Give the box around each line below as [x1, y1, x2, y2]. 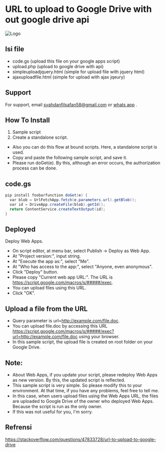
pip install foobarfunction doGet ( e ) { [5, 193, 88, 198]
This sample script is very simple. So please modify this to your [12, 382, 143, 388]
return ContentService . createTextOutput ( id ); [9, 206, 106, 212]
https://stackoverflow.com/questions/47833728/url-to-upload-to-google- [5, 436, 157, 442]
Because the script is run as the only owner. [12, 404, 103, 409]
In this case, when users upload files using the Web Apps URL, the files [12, 393, 159, 399]
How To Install [5, 116, 50, 124]
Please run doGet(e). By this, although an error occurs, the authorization [12, 160, 161, 166]
